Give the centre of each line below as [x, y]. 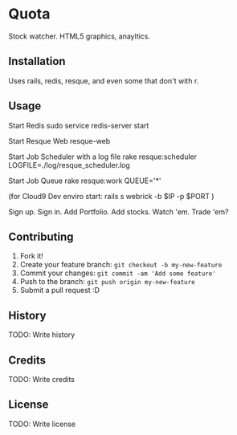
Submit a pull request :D [60, 291]
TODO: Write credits [41, 379]
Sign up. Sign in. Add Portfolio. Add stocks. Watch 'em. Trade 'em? [118, 211]
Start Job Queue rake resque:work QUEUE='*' [85, 181]
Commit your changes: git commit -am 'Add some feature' [118, 273]
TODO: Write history [42, 335]
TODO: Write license [42, 424]
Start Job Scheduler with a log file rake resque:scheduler [102, 157]
